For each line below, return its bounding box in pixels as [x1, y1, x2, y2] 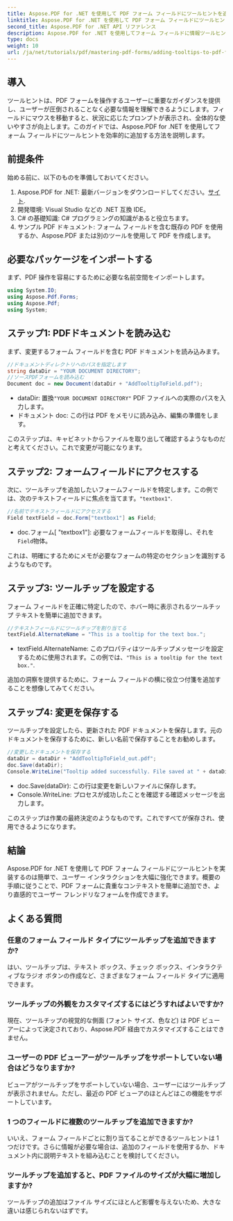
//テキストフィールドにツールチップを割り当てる [7, 625, 127, 632]
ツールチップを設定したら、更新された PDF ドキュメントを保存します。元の [7, 726, 223, 735]
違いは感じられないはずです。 [7, 1206, 92, 1215]
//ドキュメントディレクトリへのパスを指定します [7, 361, 127, 368]
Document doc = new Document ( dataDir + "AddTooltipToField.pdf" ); [7, 380, 203, 388]
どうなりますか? [21, 1063, 76, 1073]
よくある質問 [7, 912, 62, 924]
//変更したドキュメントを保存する [7, 748, 92, 756]
